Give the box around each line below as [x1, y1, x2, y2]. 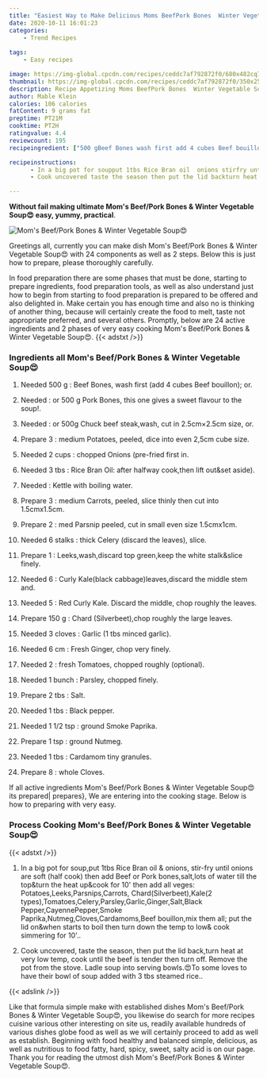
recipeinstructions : [9, 158, 78, 167]
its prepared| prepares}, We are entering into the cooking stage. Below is [9, 791, 247, 801]
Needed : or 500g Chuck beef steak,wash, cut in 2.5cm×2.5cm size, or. [20, 419, 254, 429]
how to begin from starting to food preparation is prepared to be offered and [9, 291, 258, 300]
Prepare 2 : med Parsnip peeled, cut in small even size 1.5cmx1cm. [20, 520, 238, 529]
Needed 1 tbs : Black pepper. [20, 706, 115, 715]
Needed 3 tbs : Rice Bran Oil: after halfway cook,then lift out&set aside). [20, 465, 256, 475]
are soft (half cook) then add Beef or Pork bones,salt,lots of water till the [20, 871, 257, 881]
